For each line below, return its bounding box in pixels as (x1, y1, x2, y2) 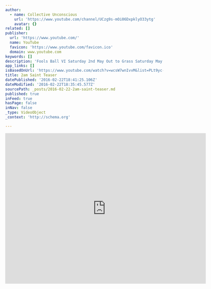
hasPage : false (5, 101, 37, 106)
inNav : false (5, 105, 33, 110)
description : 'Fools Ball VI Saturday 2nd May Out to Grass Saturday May (5, 59, 163, 64)
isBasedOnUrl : (5, 68, 35, 73)
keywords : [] (5, 54, 33, 59)
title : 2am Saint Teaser (5, 73, 57, 78)
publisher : (5, 31, 28, 36)
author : (5, 7, 22, 13)
